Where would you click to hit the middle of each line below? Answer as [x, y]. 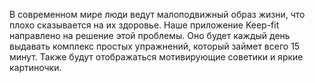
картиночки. [35, 67]
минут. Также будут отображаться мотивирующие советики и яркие [156, 57]
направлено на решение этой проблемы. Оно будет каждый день [150, 35]
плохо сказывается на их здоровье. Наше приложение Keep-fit [144, 25]
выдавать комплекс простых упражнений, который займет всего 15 [155, 46]
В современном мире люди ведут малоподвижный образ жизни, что [157, 14]
